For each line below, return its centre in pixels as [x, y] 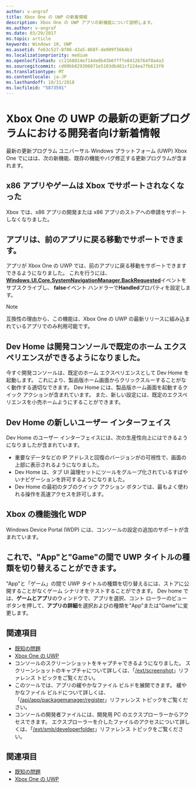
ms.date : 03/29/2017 [31, 33]
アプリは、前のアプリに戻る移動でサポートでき [91, 240]
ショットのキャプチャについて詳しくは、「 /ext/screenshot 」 [107, 670]
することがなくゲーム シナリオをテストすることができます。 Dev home [96, 591]
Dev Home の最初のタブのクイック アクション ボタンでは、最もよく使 [99, 487]
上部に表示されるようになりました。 [58, 465]
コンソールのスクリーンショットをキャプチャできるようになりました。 [99, 663]
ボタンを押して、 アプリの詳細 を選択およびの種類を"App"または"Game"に [95, 606]
